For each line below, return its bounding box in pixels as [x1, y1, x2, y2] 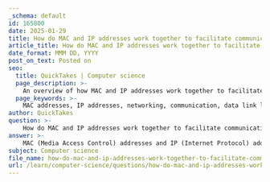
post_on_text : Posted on [8, 57, 92, 65]
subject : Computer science [8, 147, 99, 155]
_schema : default [8, 11, 67, 20]
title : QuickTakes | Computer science [15, 72, 146, 80]
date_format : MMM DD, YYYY [8, 49, 99, 57]
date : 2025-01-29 [8, 27, 67, 35]
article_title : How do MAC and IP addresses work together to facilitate [8, 42, 261, 50]
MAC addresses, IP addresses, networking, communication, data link [22, 101, 257, 110]
